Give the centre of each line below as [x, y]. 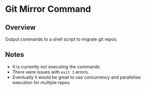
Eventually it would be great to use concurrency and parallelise [76, 77]
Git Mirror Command [48, 9]
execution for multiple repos [41, 82]
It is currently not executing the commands [56, 67]
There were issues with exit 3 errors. [51, 72]
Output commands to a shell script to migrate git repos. [61, 39]
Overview [21, 27]
